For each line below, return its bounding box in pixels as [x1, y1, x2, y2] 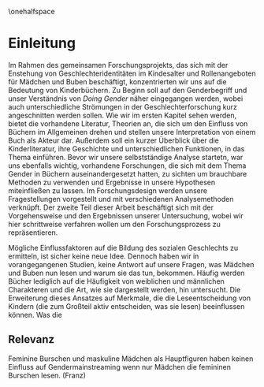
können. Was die [8, 310, 63, 319]
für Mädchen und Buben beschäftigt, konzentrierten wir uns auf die [8, 76, 227, 86]
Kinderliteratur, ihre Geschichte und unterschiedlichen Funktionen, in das [8, 143, 245, 153]
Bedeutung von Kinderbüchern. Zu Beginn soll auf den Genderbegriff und [8, 85, 247, 95]
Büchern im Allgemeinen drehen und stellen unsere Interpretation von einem [8, 127, 256, 136]
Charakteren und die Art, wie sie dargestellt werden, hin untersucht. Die [8, 285, 241, 294]
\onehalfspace [8, 7, 55, 16]
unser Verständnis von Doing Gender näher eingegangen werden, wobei [8, 94, 244, 103]
